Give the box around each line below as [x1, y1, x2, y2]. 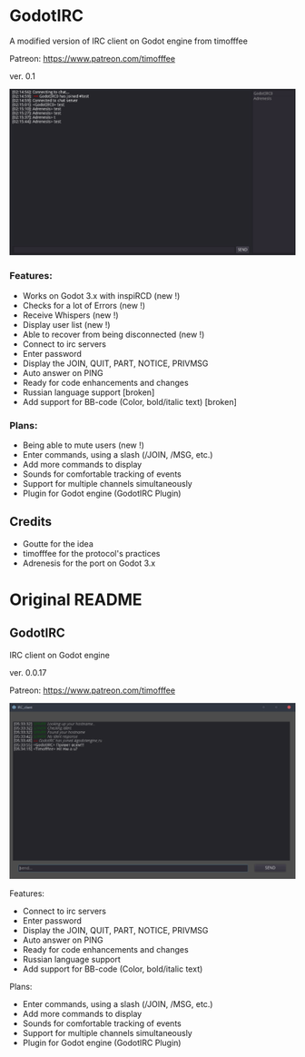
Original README [9, 589, 143, 609]
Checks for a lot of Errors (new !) [22, 300, 146, 311]
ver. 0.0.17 [9, 667, 47, 677]
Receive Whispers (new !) [22, 310, 120, 321]
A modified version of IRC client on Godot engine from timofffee [9, 35, 248, 46]
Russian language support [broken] [22, 387, 155, 398]
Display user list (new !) [22, 319, 111, 330]
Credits [9, 514, 53, 529]
